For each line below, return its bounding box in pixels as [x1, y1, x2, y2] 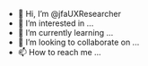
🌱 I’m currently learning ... [17, 28, 114, 37]
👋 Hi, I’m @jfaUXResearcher [17, 9, 121, 19]
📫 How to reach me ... [17, 47, 101, 57]
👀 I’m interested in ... [17, 18, 94, 29]
